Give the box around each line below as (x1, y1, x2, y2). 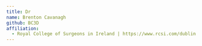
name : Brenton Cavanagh (6, 14, 67, 20)
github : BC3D (6, 20, 39, 26)
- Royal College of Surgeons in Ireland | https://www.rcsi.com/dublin (11, 31, 197, 37)
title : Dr (6, 8, 31, 15)
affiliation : (6, 25, 39, 32)
